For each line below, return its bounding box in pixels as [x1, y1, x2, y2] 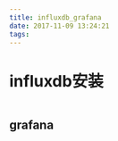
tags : [9, 29, 29, 38]
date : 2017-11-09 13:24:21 [9, 21, 110, 30]
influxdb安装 [9, 70, 105, 91]
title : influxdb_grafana [9, 12, 102, 22]
